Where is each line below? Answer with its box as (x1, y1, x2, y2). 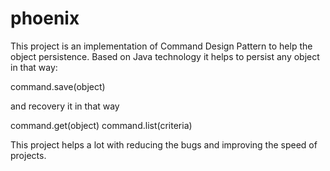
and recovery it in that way (10, 100, 120, 112)
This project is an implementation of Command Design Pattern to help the (10, 40, 313, 52)
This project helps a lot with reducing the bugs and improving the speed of (10, 138, 318, 151)
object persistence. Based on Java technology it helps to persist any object (10, 50, 320, 62)
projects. (10, 149, 47, 161)
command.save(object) (10, 80, 106, 92)
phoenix (10, 7, 80, 30)
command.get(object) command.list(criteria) (10, 119, 193, 131)
